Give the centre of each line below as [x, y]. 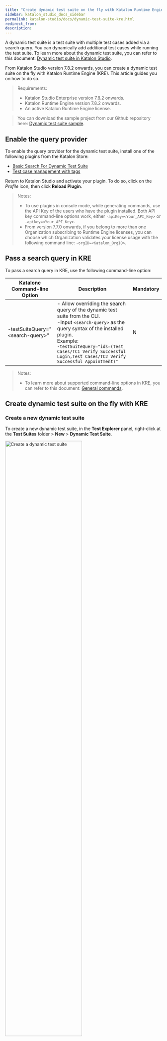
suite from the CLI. [79, 316]
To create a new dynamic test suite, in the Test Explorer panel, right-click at [83, 429]
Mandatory [146, 289]
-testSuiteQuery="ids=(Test [90, 346]
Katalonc [30, 283]
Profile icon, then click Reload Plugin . [44, 186]
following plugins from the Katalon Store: [47, 156]
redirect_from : [21, 24]
